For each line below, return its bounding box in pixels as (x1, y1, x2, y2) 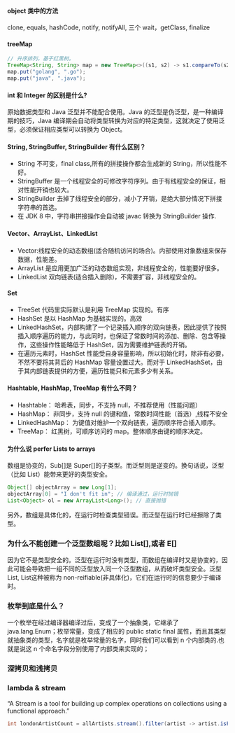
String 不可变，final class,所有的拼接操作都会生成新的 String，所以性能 (17, 160, 222, 168)
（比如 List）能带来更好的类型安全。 (7, 470, 112, 479)
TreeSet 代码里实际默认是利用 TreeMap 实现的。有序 (17, 305, 169, 314)
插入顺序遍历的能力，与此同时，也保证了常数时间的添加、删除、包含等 (17, 331, 220, 340)
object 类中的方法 (7, 6, 59, 15)
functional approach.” (7, 706, 70, 715)
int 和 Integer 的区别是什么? (7, 91, 87, 99)
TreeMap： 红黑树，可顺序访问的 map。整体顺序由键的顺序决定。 (17, 427, 207, 435)
